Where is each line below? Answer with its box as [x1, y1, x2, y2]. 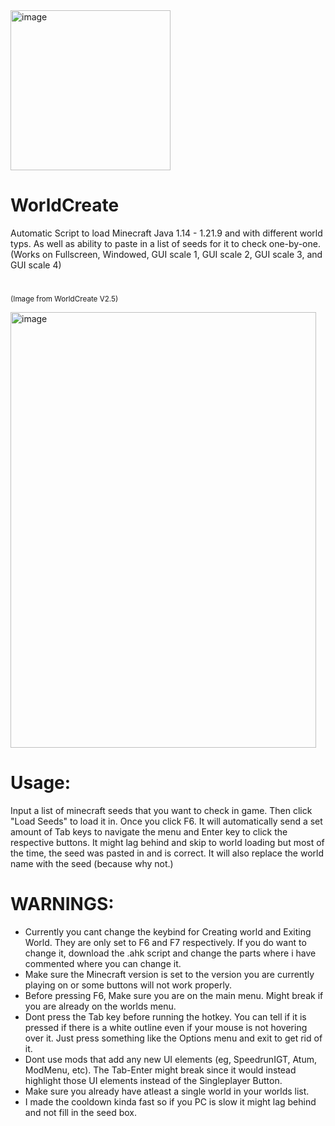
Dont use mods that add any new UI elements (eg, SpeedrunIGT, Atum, [24, 1054, 318, 1065]
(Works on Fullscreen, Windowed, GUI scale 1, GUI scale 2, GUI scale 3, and [10, 248, 323, 260]
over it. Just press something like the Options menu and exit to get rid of [24, 1032, 323, 1044]
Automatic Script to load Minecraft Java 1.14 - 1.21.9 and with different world [10, 227, 323, 239]
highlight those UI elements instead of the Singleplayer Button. [24, 1075, 283, 1086]
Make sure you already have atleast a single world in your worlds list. [24, 1085, 310, 1097]
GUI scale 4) [10, 259, 62, 271]
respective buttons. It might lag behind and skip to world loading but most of [10, 837, 325, 849]
